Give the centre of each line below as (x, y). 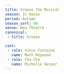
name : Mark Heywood (31, 55)
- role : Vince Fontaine (31, 50)
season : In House (23, 14)
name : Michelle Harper (34, 64)
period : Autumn (20, 19)
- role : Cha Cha (24, 59)
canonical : (16, 32)
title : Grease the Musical (32, 10)
